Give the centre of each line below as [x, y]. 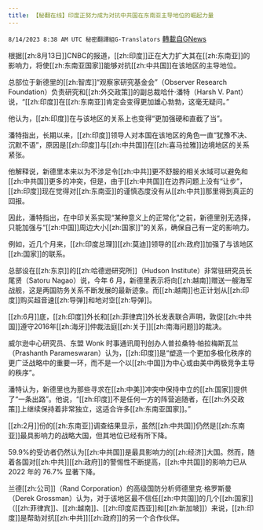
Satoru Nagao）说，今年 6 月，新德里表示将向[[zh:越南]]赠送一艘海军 [141, 280]
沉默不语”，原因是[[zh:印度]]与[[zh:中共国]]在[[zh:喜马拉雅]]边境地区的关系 [129, 144]
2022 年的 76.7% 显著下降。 [54, 471]
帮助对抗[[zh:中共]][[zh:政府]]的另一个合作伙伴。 [106, 517]
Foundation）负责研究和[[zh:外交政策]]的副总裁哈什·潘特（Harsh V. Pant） [128, 92]
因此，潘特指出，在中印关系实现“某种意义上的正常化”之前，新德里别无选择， [131, 217]
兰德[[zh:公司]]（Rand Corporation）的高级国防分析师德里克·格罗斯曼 [120, 488]
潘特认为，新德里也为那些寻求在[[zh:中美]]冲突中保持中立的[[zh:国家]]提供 [128, 389]
